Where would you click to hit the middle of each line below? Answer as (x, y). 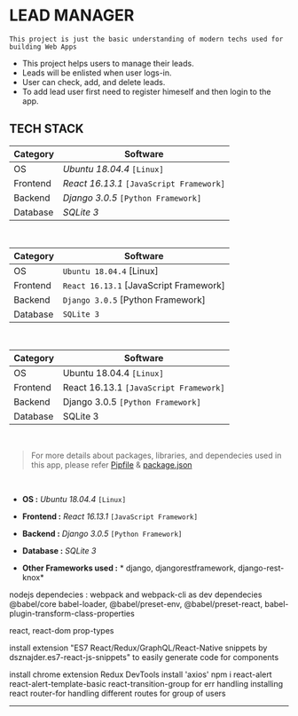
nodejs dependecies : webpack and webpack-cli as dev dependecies (136, 594)
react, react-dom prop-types (62, 630)
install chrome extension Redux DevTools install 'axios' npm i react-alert (141, 674)
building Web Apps (43, 47)
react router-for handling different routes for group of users (118, 693)
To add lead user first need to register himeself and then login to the (146, 91)
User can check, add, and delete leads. (94, 82)
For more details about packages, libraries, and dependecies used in (156, 455)
